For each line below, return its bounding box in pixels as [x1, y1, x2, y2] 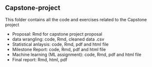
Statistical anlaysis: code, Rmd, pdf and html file [12, 41, 109, 47]
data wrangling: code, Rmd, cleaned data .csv [12, 36, 105, 42]
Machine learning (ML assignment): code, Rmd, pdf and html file [12, 52, 142, 57]
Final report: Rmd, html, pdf [12, 56, 67, 62]
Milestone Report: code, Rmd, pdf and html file [12, 46, 106, 52]
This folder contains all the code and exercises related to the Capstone [5, 16, 147, 22]
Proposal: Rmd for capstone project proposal [12, 31, 102, 37]
